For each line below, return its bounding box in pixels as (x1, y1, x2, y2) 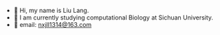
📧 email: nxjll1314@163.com (13, 21, 92, 28)
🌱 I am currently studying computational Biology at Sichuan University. (13, 13, 214, 22)
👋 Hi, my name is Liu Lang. (13, 7, 89, 14)
